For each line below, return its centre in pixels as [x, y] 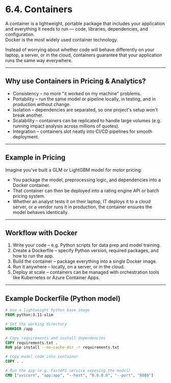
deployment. [26, 136]
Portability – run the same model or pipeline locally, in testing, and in [84, 99]
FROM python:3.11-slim [29, 315]
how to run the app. [33, 256]
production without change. [42, 104]
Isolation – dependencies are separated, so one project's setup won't [85, 110]
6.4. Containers [39, 9]
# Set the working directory [36, 324]
